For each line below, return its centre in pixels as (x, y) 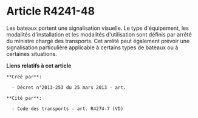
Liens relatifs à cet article (39, 66)
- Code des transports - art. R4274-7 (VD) (67, 109)
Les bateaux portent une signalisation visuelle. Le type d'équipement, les (98, 28)
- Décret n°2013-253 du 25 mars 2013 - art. (69, 87)
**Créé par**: (24, 77)
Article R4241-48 (51, 11)
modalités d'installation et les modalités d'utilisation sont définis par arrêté (99, 34)
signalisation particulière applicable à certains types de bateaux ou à (92, 47)
